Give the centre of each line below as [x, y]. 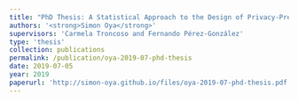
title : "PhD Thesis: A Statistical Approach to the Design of [126, 17]
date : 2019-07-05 [41, 67]
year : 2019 [29, 75]
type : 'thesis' [37, 42]
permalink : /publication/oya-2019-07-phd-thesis [101, 58]
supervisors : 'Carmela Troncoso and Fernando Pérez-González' [126, 33]
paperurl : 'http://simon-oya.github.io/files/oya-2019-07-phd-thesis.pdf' [150, 83]
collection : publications [57, 50]
